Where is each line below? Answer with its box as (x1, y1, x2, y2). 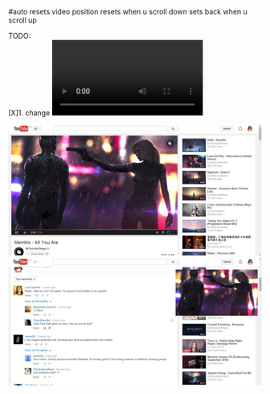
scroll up (8, 15, 38, 25)
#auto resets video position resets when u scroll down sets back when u (8, 7, 247, 16)
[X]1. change (8, 108, 51, 118)
